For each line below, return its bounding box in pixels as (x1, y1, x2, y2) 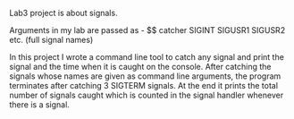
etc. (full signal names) (9, 35, 94, 45)
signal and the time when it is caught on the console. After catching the (9, 62, 272, 72)
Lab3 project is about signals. (9, 8, 118, 18)
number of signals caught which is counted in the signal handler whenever (9, 89, 284, 100)
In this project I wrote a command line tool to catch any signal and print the (9, 52, 284, 62)
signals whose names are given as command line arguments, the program (9, 71, 281, 81)
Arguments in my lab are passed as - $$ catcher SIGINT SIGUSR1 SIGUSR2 (9, 25, 286, 35)
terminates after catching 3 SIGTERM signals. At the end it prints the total (9, 81, 279, 90)
